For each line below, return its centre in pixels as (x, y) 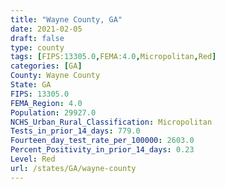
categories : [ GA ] (46, 66)
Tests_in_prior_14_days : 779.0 (75, 131)
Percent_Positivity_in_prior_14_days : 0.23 (102, 150)
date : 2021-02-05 (46, 29)
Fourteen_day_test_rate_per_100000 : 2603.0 (102, 141)
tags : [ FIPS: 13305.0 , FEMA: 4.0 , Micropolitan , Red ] (113, 57)
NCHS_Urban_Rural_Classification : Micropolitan (111, 122)
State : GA (31, 85)
